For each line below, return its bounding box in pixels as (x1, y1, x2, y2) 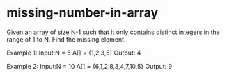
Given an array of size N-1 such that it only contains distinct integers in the (6, 28, 220, 36)
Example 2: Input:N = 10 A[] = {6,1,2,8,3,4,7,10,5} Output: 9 (6, 62, 173, 70)
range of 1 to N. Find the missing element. (6, 35, 126, 43)
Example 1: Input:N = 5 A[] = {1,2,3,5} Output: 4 (6, 49, 141, 57)
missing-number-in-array (6, 5, 159, 21)
